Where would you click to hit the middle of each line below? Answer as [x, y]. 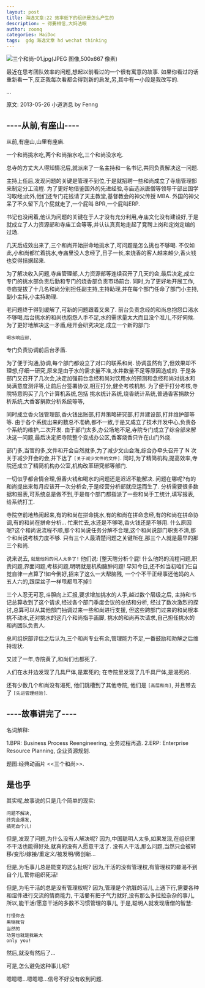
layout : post [23, 12]
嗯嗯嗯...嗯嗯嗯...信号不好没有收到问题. [55, 979]
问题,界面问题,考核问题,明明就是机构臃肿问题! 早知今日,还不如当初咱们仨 [102, 566]
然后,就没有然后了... [31, 953]
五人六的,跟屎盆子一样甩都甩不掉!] [49, 581]
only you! [19, 941]
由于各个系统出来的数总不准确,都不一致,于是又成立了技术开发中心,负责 [103, 422]
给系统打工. [21, 501]
